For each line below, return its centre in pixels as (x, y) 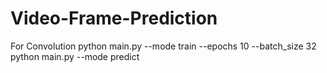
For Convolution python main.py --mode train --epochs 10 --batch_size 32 (163, 46)
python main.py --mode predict (75, 56)
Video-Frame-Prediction (114, 18)
